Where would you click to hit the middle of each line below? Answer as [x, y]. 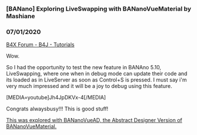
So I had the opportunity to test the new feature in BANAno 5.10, [84, 67]
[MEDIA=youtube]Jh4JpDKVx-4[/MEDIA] [56, 97]
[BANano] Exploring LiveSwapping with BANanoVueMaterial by [99, 9]
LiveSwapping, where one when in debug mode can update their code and [97, 74]
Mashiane [21, 16]
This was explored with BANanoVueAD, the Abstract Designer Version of [94, 120]
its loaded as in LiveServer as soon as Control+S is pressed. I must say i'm [96, 80]
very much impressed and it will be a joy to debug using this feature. [89, 86]
